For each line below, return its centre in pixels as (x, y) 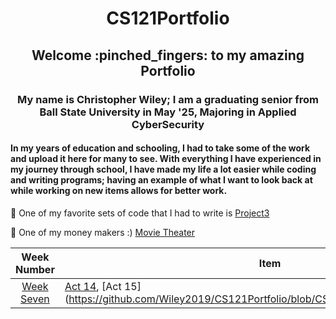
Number (35, 269)
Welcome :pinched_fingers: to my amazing (168, 55)
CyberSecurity (168, 124)
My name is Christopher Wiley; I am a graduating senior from (168, 99)
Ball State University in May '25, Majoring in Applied (168, 112)
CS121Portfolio (168, 18)
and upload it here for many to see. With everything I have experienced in (166, 159)
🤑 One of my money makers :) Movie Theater (103, 232)
